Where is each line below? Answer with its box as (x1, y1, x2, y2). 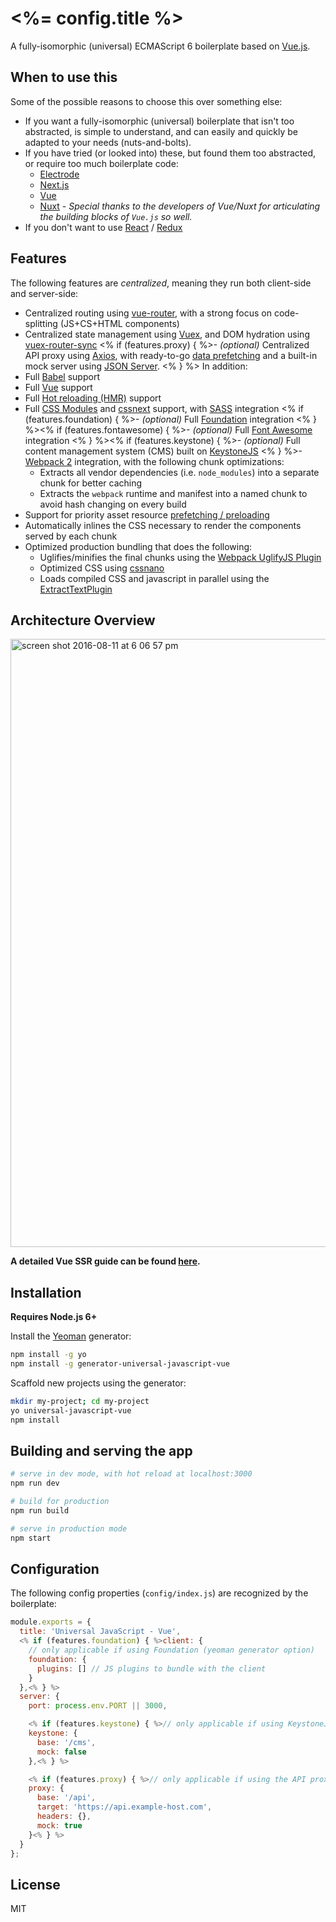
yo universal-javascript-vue (10, 1405, 132, 1416)
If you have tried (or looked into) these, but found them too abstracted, (24, 147, 316, 159)
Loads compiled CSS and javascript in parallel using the (39, 572, 270, 584)
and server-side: (10, 287, 79, 299)
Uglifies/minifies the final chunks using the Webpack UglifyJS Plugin (39, 551, 322, 563)
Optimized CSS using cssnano (39, 562, 165, 574)
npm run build (10, 1506, 70, 1516)
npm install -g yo (10, 1350, 87, 1360)
